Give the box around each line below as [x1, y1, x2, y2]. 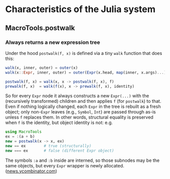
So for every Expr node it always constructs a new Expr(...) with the [5, 93, 149, 99]
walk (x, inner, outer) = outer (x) [5, 65, 78, 70]
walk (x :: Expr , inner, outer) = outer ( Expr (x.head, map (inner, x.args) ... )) [5, 70, 168, 75]
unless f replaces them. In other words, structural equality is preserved [5, 114, 153, 121]
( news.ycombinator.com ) [5, 168, 57, 174]
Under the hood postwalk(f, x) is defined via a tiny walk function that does [5, 50, 162, 56]
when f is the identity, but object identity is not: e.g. [5, 120, 113, 126]
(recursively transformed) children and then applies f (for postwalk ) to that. [5, 98, 161, 104]
